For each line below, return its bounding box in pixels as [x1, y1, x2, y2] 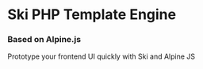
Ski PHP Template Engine [7, 6, 176, 24]
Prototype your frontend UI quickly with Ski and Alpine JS [7, 52, 196, 61]
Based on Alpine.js [7, 34, 81, 45]
